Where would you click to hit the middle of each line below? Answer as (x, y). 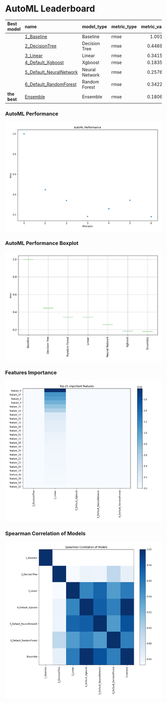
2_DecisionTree (41, 46)
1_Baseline (36, 36)
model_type (94, 26)
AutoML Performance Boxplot (42, 243)
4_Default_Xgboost (44, 62)
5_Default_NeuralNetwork (51, 72)
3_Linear (34, 56)
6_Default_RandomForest (51, 84)
